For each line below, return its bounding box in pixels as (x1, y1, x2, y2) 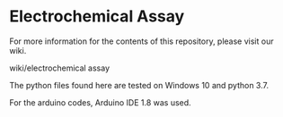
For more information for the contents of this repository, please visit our (9, 36, 274, 46)
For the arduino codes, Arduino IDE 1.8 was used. (9, 96, 191, 108)
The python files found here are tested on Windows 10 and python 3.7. (9, 79, 270, 90)
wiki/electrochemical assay (9, 63, 111, 73)
